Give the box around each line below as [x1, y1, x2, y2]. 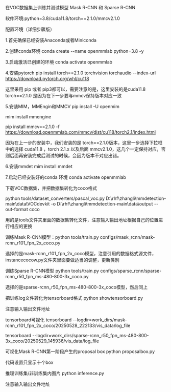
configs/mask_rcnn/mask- [100, 234, 155, 240]
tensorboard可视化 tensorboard [5, 317, 72, 323]
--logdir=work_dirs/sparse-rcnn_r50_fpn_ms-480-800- [32, 333, 149, 338]
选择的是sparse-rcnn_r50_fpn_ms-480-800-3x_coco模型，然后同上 [5, 284, 148, 290]
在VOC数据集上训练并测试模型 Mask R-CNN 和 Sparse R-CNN [5, 5, 136, 10]
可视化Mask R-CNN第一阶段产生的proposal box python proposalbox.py [5, 348, 155, 355]
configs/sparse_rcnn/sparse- [100, 268, 162, 274]
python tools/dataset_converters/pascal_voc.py [5, 195, 105, 201]
